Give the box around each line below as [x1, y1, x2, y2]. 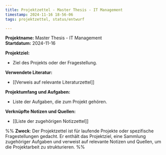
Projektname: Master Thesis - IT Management [5, 35, 102, 41]
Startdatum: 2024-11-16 [5, 40, 56, 46]
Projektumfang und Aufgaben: [5, 89, 71, 95]
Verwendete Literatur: [5, 69, 53, 75]
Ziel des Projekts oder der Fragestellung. [12, 60, 97, 66]
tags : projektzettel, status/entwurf [5, 17, 85, 22]
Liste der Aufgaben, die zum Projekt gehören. [12, 99, 107, 105]
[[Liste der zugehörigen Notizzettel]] [12, 118, 89, 124]
